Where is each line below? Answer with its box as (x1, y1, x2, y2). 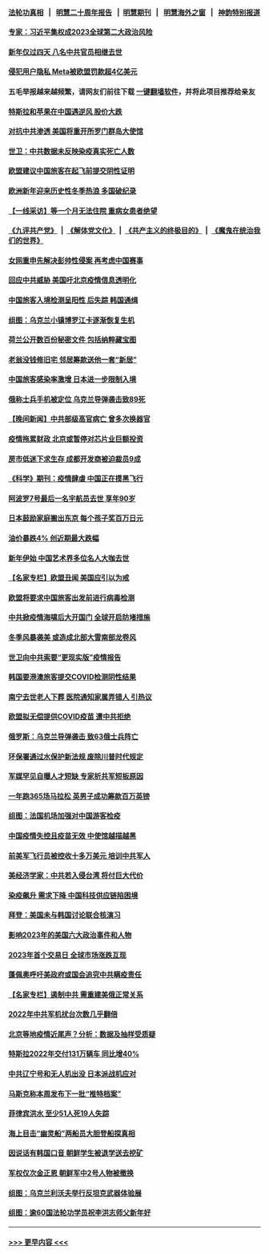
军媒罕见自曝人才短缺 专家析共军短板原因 (8, 771, 144, 781)
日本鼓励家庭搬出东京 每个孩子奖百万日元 (8, 513, 144, 523)
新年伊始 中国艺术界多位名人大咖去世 (8, 553, 130, 563)
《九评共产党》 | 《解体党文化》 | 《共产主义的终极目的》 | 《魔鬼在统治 (8, 225, 254, 236)
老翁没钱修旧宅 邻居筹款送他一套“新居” (8, 354, 138, 364)
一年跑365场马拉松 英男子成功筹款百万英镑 (8, 791, 151, 801)
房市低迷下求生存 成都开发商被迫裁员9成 (8, 454, 142, 463)
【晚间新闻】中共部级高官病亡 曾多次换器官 (8, 414, 151, 424)
